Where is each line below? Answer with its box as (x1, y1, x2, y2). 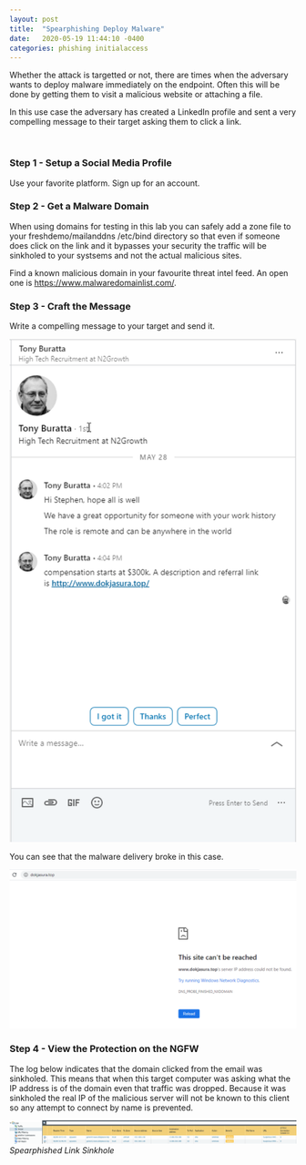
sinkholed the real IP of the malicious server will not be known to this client (9, 1092, 290, 1103)
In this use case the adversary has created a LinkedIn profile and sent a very (9, 107, 297, 118)
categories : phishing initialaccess (9, 44, 148, 53)
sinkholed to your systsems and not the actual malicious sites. (9, 250, 242, 261)
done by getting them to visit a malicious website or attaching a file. (9, 89, 263, 100)
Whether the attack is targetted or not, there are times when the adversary (9, 69, 289, 81)
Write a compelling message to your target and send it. (9, 321, 216, 332)
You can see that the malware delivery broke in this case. (9, 851, 224, 862)
